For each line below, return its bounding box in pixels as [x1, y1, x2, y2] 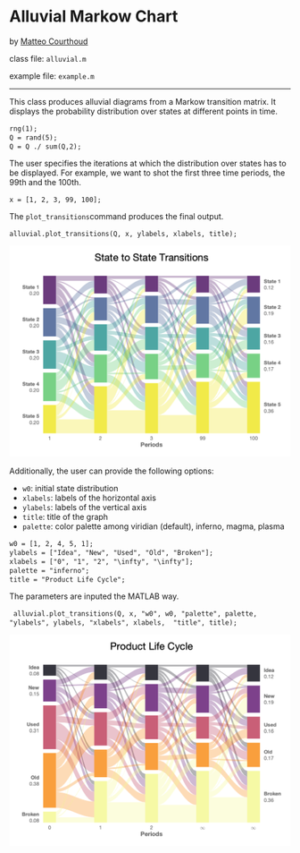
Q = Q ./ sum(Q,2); [9, 141, 82, 151]
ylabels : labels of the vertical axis [21, 502, 147, 513]
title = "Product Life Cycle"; [9, 576, 126, 584]
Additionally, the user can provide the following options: [9, 465, 214, 476]
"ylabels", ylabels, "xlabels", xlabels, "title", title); [9, 618, 238, 627]
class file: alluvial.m [9, 53, 87, 64]
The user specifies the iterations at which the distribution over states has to [9, 158, 287, 168]
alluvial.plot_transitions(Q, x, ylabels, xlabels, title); [9, 229, 238, 238]
